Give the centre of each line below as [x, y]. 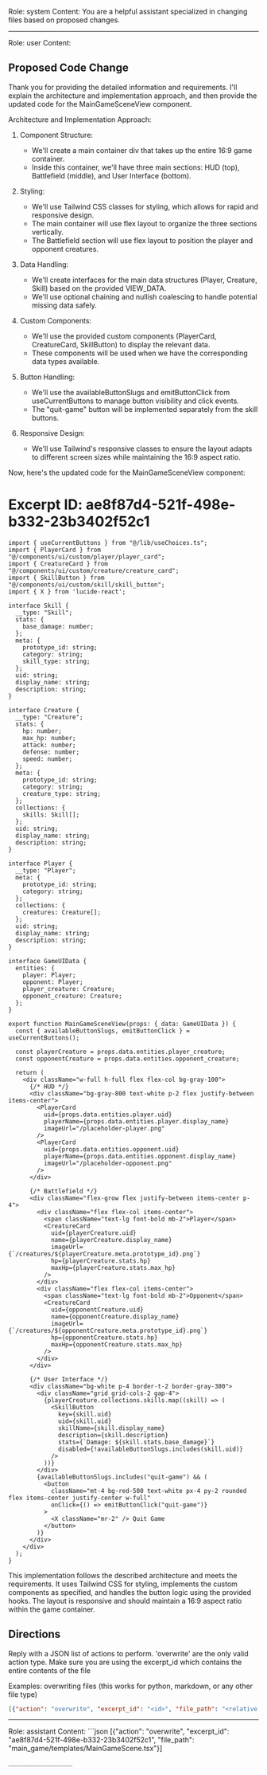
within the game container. [52, 1609]
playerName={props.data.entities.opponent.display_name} [140, 1156]
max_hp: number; [50, 738]
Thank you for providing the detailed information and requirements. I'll [123, 87]
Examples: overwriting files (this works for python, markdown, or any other [130, 1686]
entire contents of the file [50, 1670]
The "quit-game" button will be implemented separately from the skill [145, 409]
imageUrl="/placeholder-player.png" [104, 1128]
